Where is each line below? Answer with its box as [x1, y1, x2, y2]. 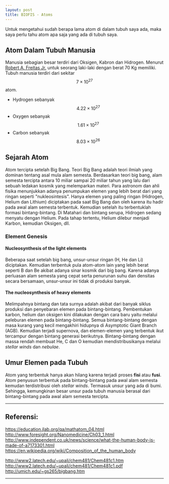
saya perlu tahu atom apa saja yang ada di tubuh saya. [5, 31, 118, 37]
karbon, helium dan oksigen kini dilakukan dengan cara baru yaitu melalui [5, 312, 157, 318]
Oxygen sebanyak [12, 113, 50, 119]
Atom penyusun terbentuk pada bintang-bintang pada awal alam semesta [5, 377, 157, 383]
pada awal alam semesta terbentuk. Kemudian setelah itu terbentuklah [5, 204, 151, 210]
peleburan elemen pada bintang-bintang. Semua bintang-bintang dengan [5, 317, 157, 323]
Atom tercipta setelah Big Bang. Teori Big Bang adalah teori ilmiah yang [5, 166, 152, 172]
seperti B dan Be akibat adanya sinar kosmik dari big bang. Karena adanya [5, 267, 159, 273]
